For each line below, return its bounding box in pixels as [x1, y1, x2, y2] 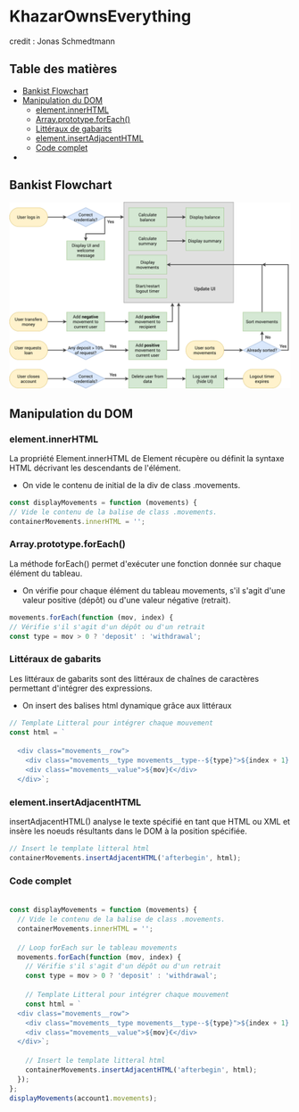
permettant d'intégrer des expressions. [9, 683, 154, 693]
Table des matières [9, 62, 118, 77]
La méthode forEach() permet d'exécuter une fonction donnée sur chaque [9, 558, 282, 568]
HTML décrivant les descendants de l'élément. [9, 462, 181, 473]
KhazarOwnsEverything [9, 6, 192, 27]
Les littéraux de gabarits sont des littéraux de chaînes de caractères [9, 673, 260, 684]
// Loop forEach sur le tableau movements [17, 943, 178, 952]
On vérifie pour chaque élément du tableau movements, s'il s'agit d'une [21, 585, 286, 595]
